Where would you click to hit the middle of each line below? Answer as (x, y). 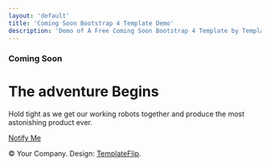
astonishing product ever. (51, 123)
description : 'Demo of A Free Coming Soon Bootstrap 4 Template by (124, 30)
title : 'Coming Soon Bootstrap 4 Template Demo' (91, 23)
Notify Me (25, 138)
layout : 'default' (39, 16)
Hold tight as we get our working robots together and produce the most (127, 114)
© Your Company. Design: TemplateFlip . (75, 154)
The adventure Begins (84, 92)
